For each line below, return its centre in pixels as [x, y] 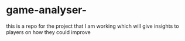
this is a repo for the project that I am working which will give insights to [93, 26]
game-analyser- [46, 10]
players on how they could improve [48, 32]
